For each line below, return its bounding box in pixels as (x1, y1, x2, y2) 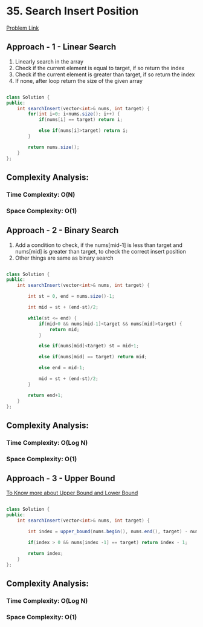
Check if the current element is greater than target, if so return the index (14, 71, 195, 78)
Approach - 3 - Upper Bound (6, 473, 116, 484)
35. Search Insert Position (6, 4, 139, 18)
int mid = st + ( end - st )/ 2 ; (28, 304, 98, 310)
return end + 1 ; (28, 392, 63, 398)
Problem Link (6, 24, 39, 31)
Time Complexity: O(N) (6, 190, 76, 199)
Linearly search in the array (14, 57, 83, 65)
